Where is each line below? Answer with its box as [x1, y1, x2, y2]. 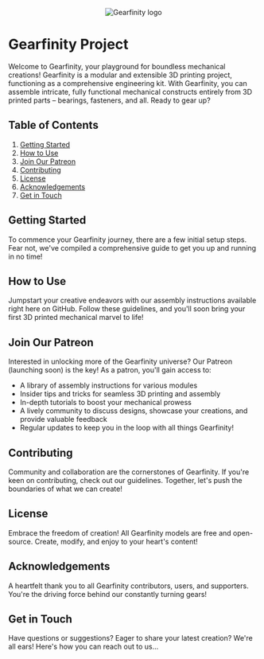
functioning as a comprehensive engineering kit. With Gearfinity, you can [8, 78, 248, 88]
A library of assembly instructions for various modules [19, 380, 198, 390]
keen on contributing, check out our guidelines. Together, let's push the [8, 476, 243, 485]
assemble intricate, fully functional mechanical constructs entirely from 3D [8, 87, 253, 96]
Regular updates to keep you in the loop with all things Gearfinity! [19, 423, 235, 433]
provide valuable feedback [19, 415, 107, 424]
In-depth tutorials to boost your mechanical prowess [19, 398, 192, 407]
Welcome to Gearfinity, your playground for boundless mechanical [8, 61, 226, 71]
